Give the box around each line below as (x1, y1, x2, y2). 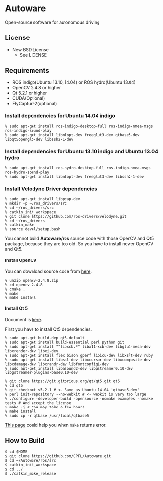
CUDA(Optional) (12, 95, 45, 101)
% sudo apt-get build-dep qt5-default (5, 335, 85, 340)
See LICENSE (19, 52, 47, 58)
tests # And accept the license (5, 400, 71, 405)
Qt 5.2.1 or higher (12, 90, 47, 96)
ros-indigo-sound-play (5, 128, 52, 133)
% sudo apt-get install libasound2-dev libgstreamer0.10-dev (5, 366, 133, 370)
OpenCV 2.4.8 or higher (12, 84, 61, 90)
